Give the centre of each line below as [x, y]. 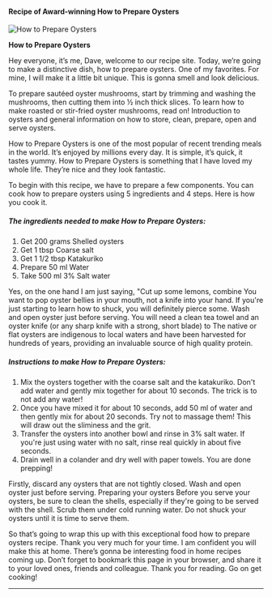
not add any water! [51, 399]
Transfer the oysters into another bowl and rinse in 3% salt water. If [132, 434]
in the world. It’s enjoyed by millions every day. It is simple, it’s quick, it [125, 152]
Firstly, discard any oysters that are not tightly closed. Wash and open [125, 484]
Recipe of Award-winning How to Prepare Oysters [94, 11]
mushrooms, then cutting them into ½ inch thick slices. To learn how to [126, 102]
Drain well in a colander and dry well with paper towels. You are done [135, 460]
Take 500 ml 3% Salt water [65, 276]
